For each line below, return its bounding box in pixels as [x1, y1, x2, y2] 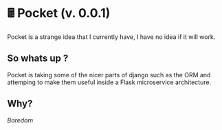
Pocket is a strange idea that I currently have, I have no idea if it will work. [7, 32, 216, 41]
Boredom [7, 116, 33, 124]
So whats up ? [7, 53, 69, 64]
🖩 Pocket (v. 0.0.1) [7, 5, 111, 21]
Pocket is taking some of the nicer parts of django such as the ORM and [7, 70, 211, 79]
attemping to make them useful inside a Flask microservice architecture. [7, 78, 212, 86]
